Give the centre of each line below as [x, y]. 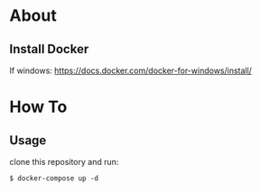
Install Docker [49, 49]
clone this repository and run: [64, 162]
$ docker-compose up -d [54, 178]
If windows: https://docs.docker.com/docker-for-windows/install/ [131, 70]
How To [38, 107]
